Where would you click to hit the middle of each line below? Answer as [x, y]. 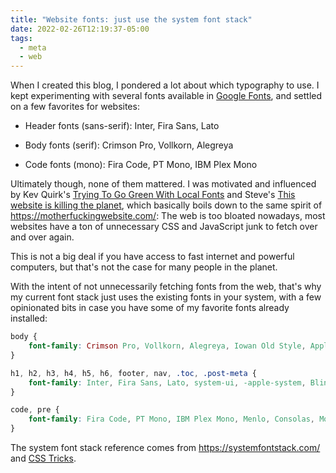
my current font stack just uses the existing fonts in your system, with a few [166, 297]
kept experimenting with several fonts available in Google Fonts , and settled [166, 96]
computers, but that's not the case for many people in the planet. [144, 267]
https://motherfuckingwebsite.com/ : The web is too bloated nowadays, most [168, 216]
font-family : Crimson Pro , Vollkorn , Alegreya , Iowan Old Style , [167, 346]
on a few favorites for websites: [75, 107]
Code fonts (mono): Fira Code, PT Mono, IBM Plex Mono [141, 165]
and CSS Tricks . [43, 458]
